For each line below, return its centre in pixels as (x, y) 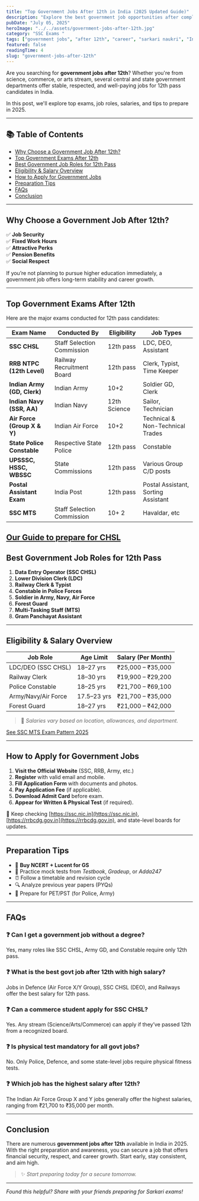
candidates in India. (30, 92)
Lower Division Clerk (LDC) (49, 579)
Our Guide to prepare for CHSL (64, 538)
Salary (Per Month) (145, 657)
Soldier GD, (159, 384)
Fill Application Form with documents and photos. (76, 783)
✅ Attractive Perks (30, 248)
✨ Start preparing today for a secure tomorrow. (78, 1174)
